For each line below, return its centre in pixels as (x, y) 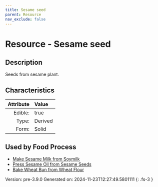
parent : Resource (23, 15)
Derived (43, 121)
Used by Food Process (41, 147)
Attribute (19, 104)
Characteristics (30, 90)
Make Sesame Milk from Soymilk (46, 159)
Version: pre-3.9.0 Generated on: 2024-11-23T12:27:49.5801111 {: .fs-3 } (79, 179)
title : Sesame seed (25, 10)
